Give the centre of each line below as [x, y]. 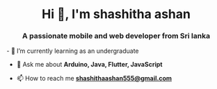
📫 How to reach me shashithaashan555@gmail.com [94, 79]
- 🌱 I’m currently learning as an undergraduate [73, 51]
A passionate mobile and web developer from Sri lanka [116, 36]
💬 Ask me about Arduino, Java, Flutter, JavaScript [89, 65]
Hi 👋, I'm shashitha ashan [116, 14]
